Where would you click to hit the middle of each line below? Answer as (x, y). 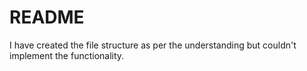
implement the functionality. (67, 55)
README (47, 17)
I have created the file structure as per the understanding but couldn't (153, 45)
